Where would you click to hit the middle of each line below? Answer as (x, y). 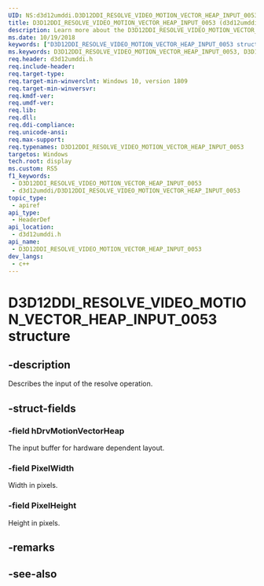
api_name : (24, 242)
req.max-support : (37, 139)
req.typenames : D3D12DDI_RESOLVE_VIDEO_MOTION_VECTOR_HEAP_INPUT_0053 (126, 147)
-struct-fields (42, 408)
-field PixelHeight (42, 506)
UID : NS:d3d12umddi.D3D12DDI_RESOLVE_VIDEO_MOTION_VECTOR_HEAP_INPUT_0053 (133, 15)
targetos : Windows (38, 154)
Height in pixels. (34, 522)
